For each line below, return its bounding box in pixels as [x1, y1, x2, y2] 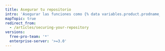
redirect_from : [5, 20, 36, 26]
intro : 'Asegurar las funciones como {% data [5, 12, 100, 17]
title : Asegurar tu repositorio [5, 7, 71, 12]
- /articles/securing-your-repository [9, 25, 89, 30]
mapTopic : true [5, 16, 36, 21]
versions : [5, 30, 26, 34]
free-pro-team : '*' [9, 34, 50, 39]
